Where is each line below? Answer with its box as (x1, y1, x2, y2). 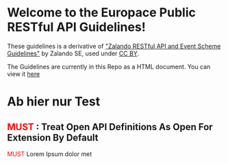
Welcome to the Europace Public (7, 5, 197, 21)
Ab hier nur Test (7, 94, 101, 110)
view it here (7, 70, 40, 78)
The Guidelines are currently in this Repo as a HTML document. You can (7, 62, 211, 71)
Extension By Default (7, 131, 99, 143)
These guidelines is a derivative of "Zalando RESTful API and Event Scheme (7, 42, 221, 50)
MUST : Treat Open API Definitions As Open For (7, 121, 214, 133)
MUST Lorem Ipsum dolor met (7, 149, 92, 158)
